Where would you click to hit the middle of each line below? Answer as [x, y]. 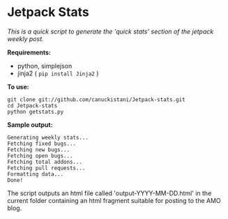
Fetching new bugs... [39, 150]
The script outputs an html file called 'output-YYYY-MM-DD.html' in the [109, 193]
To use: [18, 86]
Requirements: [29, 52]
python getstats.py [36, 112]
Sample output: [30, 124]
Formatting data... [36, 174]
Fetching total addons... [45, 162]
